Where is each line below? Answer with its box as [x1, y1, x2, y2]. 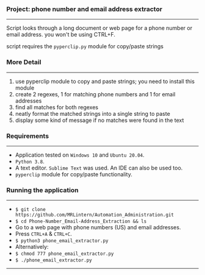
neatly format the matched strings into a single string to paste [15, 110, 171, 117]
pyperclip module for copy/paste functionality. [15, 170, 133, 178]
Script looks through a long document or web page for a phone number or [6, 24, 193, 32]
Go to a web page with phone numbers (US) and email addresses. [15, 224, 181, 231]
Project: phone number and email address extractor [6, 5, 163, 13]
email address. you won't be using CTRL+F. [6, 31, 116, 38]
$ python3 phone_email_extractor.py [15, 238, 109, 244]
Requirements [6, 132, 49, 140]
